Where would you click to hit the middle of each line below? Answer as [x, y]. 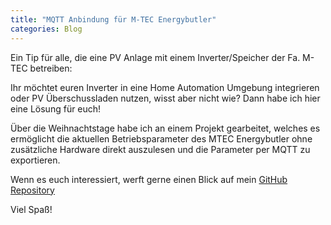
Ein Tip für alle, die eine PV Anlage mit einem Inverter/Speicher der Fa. [155, 57]
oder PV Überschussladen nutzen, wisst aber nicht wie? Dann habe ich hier [165, 98]
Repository [32, 190]
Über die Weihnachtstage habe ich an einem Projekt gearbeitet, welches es [165, 128]
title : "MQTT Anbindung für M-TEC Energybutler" [113, 19]
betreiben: [51, 68]
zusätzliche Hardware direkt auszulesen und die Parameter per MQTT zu [160, 149]
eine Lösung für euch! [56, 108]
